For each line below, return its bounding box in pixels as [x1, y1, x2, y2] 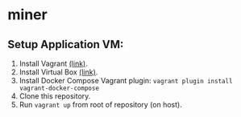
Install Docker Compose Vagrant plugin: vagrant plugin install [19, 76, 233, 85]
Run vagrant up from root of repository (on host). [19, 100, 182, 109]
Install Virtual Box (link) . [19, 67, 98, 77]
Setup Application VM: [7, 38, 124, 51]
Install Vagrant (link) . [19, 58, 88, 68]
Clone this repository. [19, 91, 91, 101]
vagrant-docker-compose [19, 84, 100, 92]
